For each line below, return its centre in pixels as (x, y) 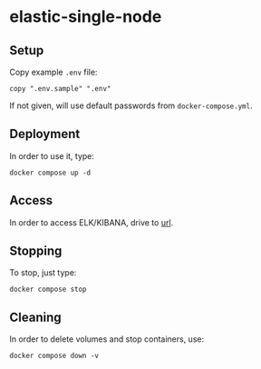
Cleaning (35, 317)
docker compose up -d (50, 173)
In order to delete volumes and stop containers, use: (107, 339)
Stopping (36, 251)
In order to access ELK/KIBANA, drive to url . (92, 222)
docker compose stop (48, 289)
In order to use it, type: (52, 155)
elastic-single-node (86, 17)
